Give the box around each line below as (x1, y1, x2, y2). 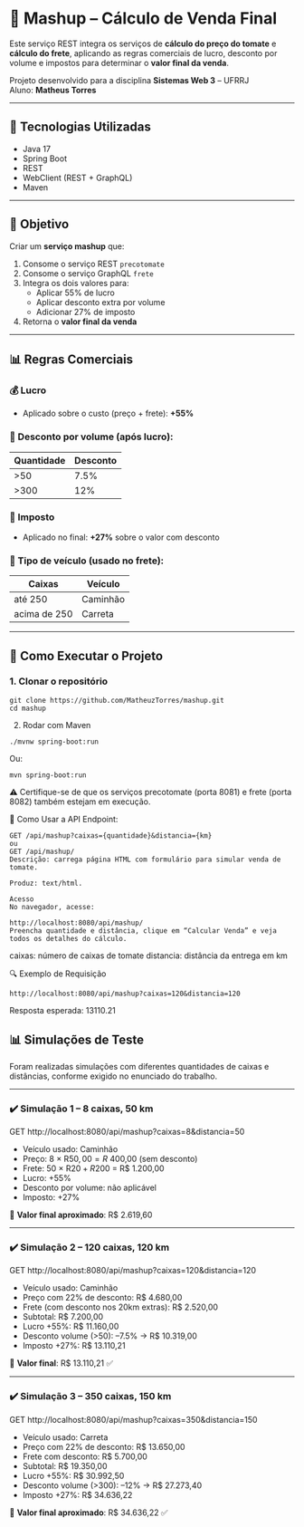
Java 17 (22, 143, 52, 154)
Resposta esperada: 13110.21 (9, 1004, 116, 1015)
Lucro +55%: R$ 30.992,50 (22, 1470, 125, 1481)
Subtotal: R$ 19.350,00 (22, 1460, 108, 1471)
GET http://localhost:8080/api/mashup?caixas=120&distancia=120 (9, 1265, 256, 1276)
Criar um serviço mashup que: (9, 240, 125, 252)
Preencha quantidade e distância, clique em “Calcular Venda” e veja (9, 926, 278, 936)
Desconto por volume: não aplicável (22, 1182, 157, 1193)
